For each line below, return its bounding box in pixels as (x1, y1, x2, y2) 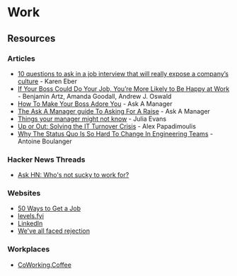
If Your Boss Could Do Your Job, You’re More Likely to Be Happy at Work (17, 84, 230, 92)
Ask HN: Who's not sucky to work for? (17, 171, 129, 179)
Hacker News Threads (7, 155, 86, 164)
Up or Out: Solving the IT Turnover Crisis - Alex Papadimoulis (17, 121, 197, 131)
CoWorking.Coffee (17, 260, 72, 269)
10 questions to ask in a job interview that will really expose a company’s (17, 69, 229, 78)
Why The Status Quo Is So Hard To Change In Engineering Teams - (17, 129, 214, 138)
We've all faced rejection (17, 227, 91, 235)
